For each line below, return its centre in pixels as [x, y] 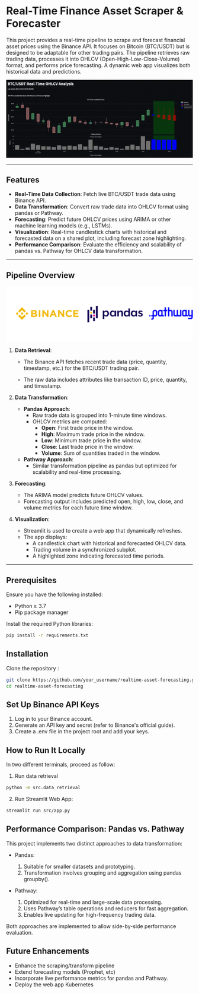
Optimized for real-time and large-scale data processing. [93, 902]
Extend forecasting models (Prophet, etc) [65, 971]
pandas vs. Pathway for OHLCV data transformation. [79, 251]
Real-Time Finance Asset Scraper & [95, 11]
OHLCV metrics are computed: [70, 422]
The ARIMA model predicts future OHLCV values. [84, 495]
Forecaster [33, 23]
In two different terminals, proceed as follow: [61, 765]
